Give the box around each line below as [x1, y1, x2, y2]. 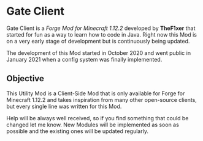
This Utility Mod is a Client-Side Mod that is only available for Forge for [6, 90, 185, 97]
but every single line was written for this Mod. [6, 103, 122, 110]
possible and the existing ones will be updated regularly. [6, 127, 149, 135]
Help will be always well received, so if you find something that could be [6, 114, 189, 121]
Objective [6, 73, 45, 84]
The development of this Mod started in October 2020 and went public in [6, 49, 191, 56]
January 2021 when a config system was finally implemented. [6, 56, 163, 63]
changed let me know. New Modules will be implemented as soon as [6, 121, 179, 128]
